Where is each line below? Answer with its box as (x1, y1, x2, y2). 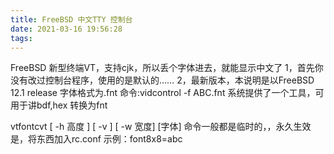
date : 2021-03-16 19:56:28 (10, 24, 123, 34)
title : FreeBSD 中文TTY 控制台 (10, 14, 133, 25)
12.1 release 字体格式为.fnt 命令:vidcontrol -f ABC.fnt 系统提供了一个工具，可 (10, 87, 325, 99)
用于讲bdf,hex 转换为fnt (10, 99, 108, 111)
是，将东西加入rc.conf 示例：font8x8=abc (10, 133, 183, 145)
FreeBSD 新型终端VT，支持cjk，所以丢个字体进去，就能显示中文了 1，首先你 (10, 62, 324, 74)
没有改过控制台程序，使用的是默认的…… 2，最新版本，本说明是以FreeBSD (10, 74, 315, 86)
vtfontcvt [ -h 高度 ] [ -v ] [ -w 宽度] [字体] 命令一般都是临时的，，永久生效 (10, 121, 312, 133)
